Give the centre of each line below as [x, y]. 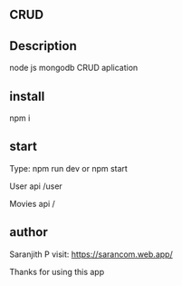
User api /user [36, 186]
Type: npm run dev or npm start [69, 168]
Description [43, 46]
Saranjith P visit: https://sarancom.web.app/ [91, 254]
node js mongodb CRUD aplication [74, 68]
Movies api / [33, 203]
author [29, 232]
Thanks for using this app [57, 271]
